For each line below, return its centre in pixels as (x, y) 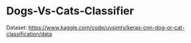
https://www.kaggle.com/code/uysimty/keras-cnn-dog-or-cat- (106, 27)
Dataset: (17, 27)
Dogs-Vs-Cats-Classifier (70, 11)
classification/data (29, 33)
